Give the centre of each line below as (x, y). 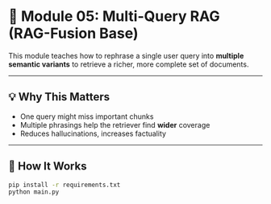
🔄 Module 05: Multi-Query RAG (114, 16)
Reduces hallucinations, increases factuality (93, 133)
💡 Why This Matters (59, 97)
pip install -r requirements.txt (65, 185)
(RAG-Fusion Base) (73, 33)
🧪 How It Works (48, 167)
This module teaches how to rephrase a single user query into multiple (126, 55)
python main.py (34, 192)
